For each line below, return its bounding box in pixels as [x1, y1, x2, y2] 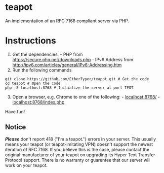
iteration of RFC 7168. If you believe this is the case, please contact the [5, 146, 150, 152]
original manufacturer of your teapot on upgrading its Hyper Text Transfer [5, 152, 156, 158]
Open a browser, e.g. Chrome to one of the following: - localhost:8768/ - [12, 94, 160, 100]
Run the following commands [12, 67, 72, 73]
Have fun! [5, 108, 25, 114]
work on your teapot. [5, 162, 48, 168]
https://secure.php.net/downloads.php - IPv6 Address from [12, 56, 133, 63]
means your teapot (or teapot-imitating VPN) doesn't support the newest [5, 141, 153, 147]
